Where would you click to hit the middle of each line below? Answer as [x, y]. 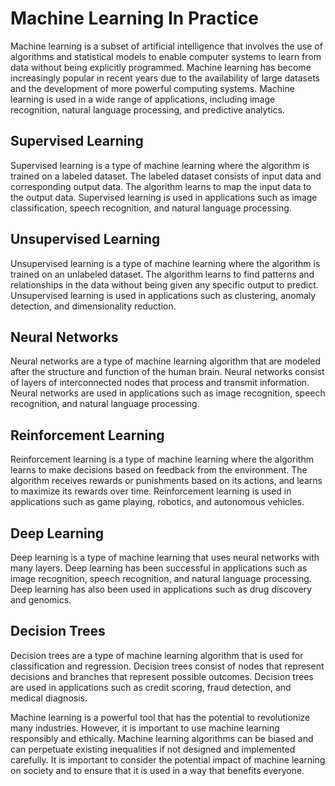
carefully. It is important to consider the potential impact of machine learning [168, 759]
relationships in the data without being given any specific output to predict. [164, 284]
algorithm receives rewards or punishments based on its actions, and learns [166, 481]
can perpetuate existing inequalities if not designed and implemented [153, 749]
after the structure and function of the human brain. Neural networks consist [167, 372]
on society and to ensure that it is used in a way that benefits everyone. [157, 770]
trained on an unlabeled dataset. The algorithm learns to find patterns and [162, 274]
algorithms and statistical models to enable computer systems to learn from [166, 56]
